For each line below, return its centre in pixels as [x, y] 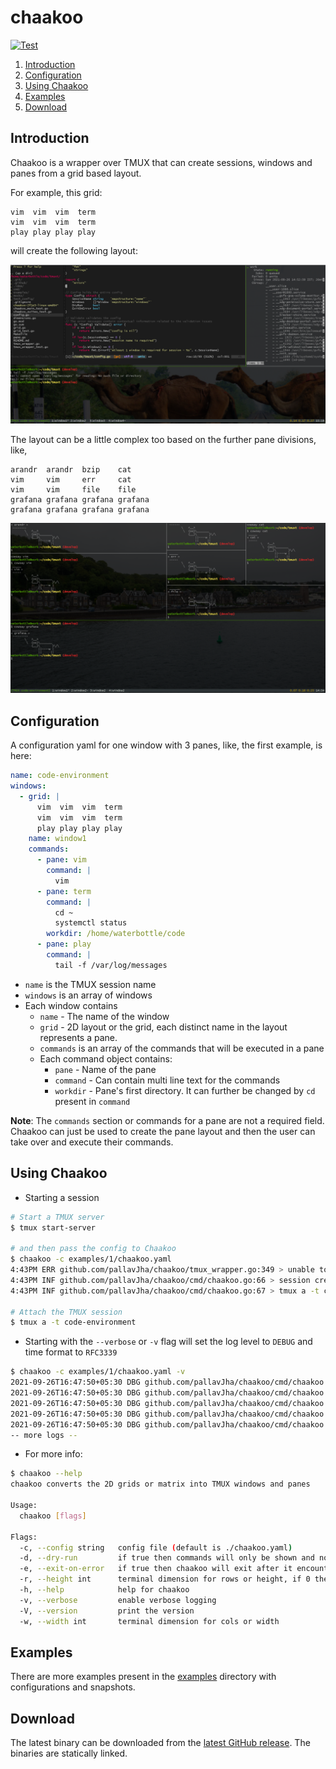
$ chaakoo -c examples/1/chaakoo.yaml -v [98, 1372]
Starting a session [62, 1197]
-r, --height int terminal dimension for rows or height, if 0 [165, 1579]
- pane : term [64, 891]
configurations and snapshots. [73, 1687]
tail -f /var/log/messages [111, 965]
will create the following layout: [74, 250]
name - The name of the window [104, 1016]
